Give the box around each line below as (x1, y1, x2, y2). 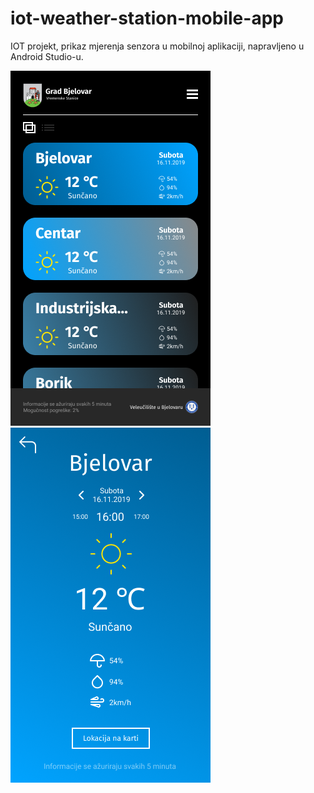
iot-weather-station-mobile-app (10, 7, 284, 30)
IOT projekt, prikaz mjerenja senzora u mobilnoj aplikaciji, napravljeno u (10, 40, 305, 52)
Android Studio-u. (10, 50, 84, 62)
